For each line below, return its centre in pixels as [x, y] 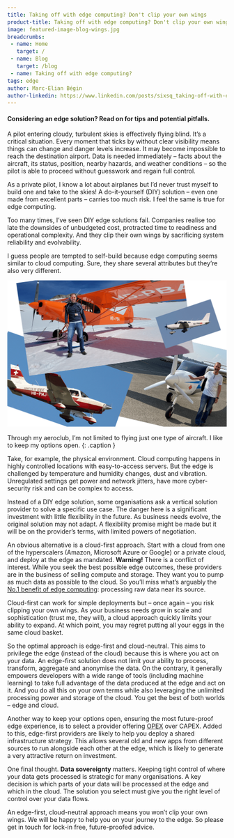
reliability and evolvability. [44, 242]
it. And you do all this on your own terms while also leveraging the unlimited [116, 690]
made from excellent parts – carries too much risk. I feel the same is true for [116, 199]
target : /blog [37, 66]
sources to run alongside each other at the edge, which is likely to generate [116, 748]
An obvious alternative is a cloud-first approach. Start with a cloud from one [116, 545]
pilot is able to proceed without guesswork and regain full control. [102, 171]
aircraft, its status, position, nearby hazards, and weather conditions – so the [117, 164]
